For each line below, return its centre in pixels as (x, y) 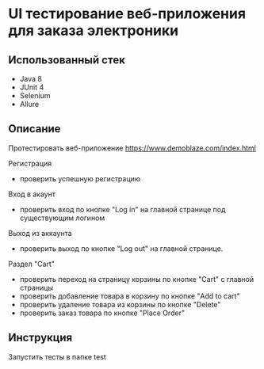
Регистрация (30, 163)
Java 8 (31, 79)
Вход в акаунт (32, 194)
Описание (34, 129)
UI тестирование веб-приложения (127, 14)
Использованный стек (67, 60)
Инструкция (40, 338)
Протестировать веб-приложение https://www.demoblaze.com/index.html (132, 148)
